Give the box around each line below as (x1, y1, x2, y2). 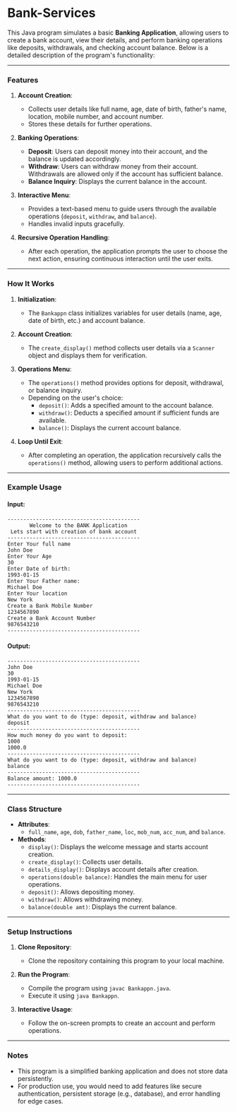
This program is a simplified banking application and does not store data (17, 1067, 228, 1075)
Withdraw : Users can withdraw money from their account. (28, 162, 199, 171)
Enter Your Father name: (7, 577, 80, 584)
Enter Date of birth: (7, 565, 71, 572)
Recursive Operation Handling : (17, 233, 110, 242)
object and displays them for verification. (28, 351, 147, 360)
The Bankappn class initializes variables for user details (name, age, (28, 309, 222, 317)
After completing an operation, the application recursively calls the (28, 451, 222, 459)
